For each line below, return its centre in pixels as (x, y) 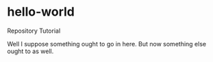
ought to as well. (30, 51)
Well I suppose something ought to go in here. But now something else (107, 44)
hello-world (41, 12)
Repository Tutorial (34, 31)
